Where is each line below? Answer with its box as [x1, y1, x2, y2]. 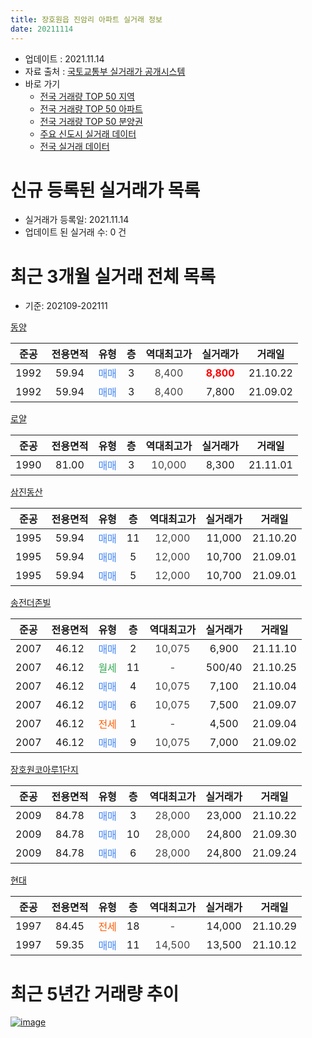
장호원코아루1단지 [10, 764, 79, 776]
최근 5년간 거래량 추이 [10, 982, 180, 1005]
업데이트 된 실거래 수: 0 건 [24, 226, 127, 238]
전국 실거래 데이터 [39, 140, 110, 152]
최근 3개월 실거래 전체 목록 [10, 265, 216, 288]
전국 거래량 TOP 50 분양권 [39, 115, 143, 127]
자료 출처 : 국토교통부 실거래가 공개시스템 [24, 65, 186, 77]
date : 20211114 [10, 24, 74, 34]
